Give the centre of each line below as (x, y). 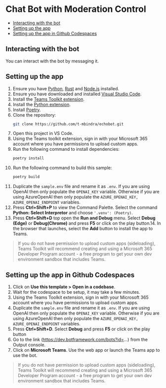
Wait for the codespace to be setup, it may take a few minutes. (76, 292)
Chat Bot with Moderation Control (76, 9)
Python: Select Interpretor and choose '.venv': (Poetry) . (73, 213)
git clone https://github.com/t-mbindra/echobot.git (68, 124)
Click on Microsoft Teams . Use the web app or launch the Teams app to (86, 350)
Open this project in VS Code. (43, 133)
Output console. (29, 345)
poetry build (26, 177)
